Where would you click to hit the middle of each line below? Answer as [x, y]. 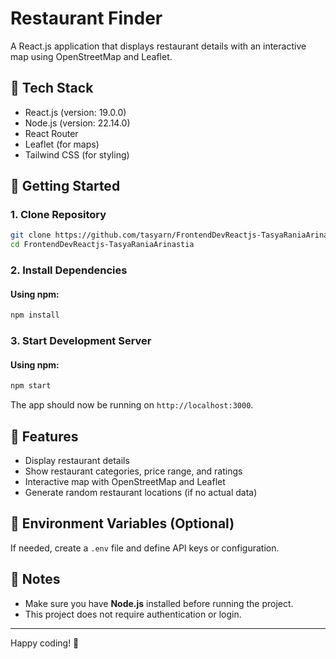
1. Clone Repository [58, 215]
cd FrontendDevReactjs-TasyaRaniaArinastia [102, 245]
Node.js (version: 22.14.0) [77, 123]
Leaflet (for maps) [62, 144]
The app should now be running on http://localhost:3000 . [132, 405]
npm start [31, 386]
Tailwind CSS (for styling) [77, 154]
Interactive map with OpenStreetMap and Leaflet [125, 481]
